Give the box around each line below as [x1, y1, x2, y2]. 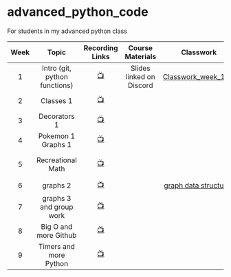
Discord [128, 80, 153, 90]
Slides [130, 63, 151, 73]
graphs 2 [42, 181, 71, 190]
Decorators [38, 111, 75, 121]
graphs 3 [42, 193, 71, 203]
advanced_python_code [7, 4, 149, 20]
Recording [83, 43, 118, 52]
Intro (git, [41, 63, 72, 73]
